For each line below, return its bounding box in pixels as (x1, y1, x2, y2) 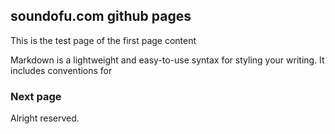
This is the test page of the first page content (10, 34, 197, 46)
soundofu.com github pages (10, 8, 192, 25)
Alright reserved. (10, 112, 80, 124)
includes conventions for (10, 64, 113, 76)
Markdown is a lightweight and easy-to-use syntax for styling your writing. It (10, 54, 325, 66)
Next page (10, 89, 62, 103)
